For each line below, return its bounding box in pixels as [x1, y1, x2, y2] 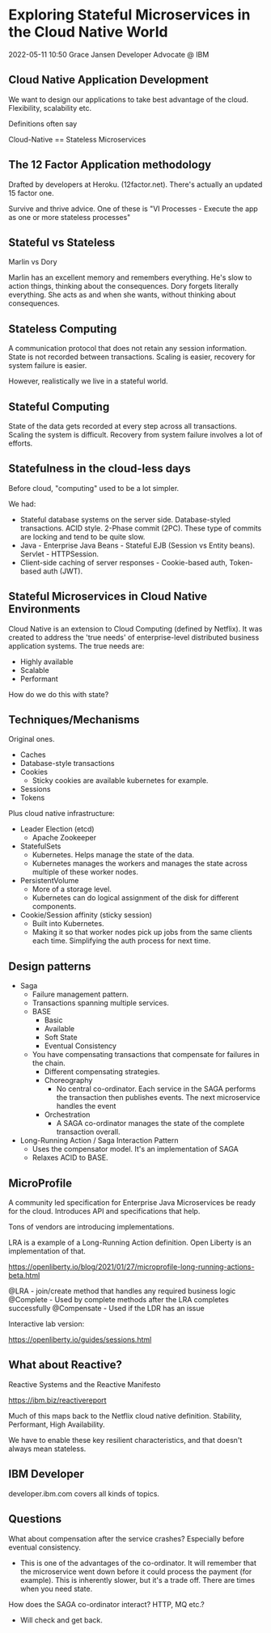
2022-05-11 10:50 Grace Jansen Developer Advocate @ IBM [8, 49, 210, 59]
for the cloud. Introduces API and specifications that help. [8, 1207, 201, 1216]
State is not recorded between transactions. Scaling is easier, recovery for [8, 352, 256, 362]
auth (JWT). [43, 566, 83, 576]
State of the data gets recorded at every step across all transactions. [8, 421, 237, 430]
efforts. [8, 438, 33, 448]
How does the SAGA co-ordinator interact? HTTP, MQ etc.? [8, 1599, 205, 1609]
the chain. [32, 1058, 66, 1068]
